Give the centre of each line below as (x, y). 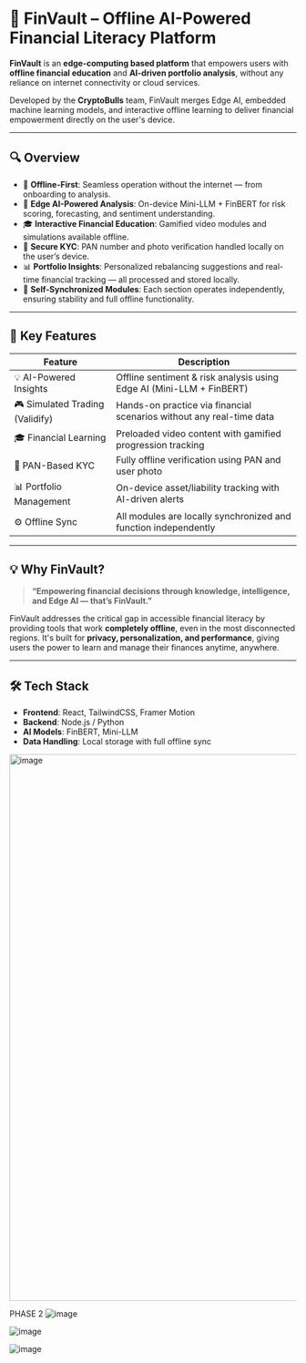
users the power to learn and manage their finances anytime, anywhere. (144, 648)
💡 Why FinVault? (57, 569)
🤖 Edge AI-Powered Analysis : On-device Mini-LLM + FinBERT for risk (154, 203)
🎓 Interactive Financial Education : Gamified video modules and (144, 223)
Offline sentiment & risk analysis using (197, 377)
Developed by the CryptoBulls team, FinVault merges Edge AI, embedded (148, 100)
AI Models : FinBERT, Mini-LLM (80, 732)
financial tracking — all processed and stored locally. (140, 279)
